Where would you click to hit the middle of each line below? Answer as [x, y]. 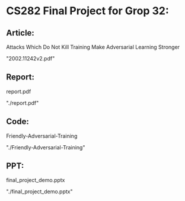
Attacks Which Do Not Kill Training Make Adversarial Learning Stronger [93, 47]
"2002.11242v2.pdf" [31, 58]
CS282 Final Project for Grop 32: [87, 11]
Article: [20, 33]
